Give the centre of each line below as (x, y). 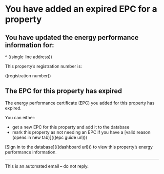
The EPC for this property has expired (63, 91)
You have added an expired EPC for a (81, 9)
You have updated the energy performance (72, 37)
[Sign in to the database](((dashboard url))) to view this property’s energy (79, 147)
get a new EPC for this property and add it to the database (71, 127)
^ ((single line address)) (29, 57)
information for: (30, 45)
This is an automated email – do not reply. (47, 166)
